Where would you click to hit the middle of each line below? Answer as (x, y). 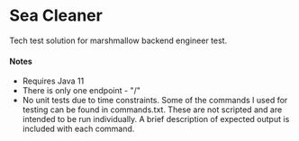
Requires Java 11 (53, 81)
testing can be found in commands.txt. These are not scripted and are (152, 110)
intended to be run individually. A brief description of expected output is (156, 119)
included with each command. (78, 129)
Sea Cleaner (56, 16)
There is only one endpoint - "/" (82, 91)
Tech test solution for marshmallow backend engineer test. (118, 40)
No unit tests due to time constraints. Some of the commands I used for (155, 101)
